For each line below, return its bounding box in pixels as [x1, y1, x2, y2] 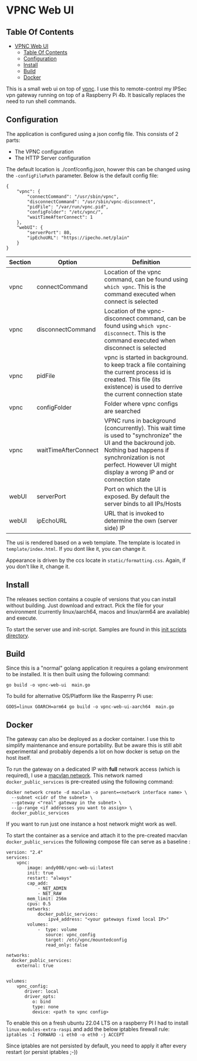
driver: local [24, 989, 59, 995]
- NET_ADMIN [37, 886, 67, 892]
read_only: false [45, 942, 88, 948]
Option [57, 258, 77, 266]
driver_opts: [24, 994, 57, 1000]
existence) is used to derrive [104, 383, 183, 391]
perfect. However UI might [104, 460, 177, 468]
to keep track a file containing [104, 360, 186, 368]
